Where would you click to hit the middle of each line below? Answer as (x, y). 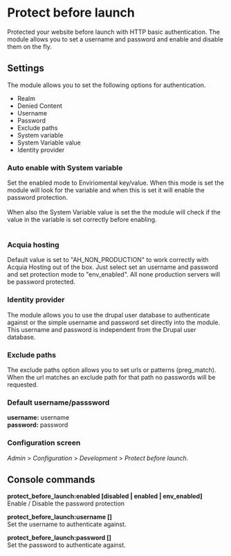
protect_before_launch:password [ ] (59, 538)
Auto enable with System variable (65, 167)
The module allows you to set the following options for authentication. (107, 85)
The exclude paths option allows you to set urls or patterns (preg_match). (112, 370)
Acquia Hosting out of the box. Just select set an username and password (113, 267)
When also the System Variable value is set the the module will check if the (114, 212)
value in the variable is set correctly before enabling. (82, 220)
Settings (26, 68)
